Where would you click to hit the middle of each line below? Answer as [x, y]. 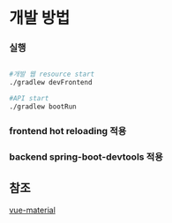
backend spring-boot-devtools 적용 [86, 157]
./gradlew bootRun [43, 107]
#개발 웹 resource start [52, 74]
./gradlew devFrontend [51, 83]
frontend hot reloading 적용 [68, 130]
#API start [29, 99]
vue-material [32, 210]
